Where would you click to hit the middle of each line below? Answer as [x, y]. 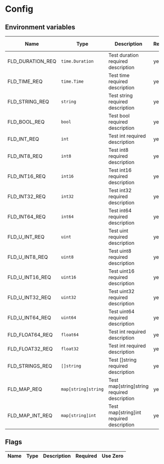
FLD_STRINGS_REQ [30, 366]
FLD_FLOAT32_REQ [30, 349]
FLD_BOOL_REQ [26, 122]
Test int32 [120, 190]
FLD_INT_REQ [23, 139]
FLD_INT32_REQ [27, 197]
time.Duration [77, 61]
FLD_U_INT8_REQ [28, 257]
